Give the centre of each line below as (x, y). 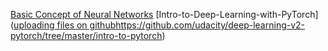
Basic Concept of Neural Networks (82, 14)
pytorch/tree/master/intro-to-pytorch (86, 35)
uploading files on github (65, 25)
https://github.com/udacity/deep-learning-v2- (210, 25)
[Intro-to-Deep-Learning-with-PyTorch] (237, 14)
